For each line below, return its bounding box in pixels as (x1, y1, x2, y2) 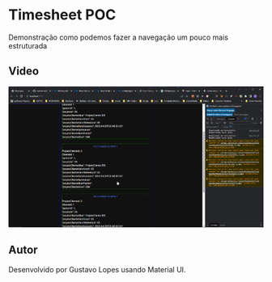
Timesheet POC (8, 6, 117, 24)
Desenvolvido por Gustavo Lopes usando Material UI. (8, 264, 186, 274)
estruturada (8, 40, 48, 50)
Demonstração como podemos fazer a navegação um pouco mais (8, 32, 229, 42)
